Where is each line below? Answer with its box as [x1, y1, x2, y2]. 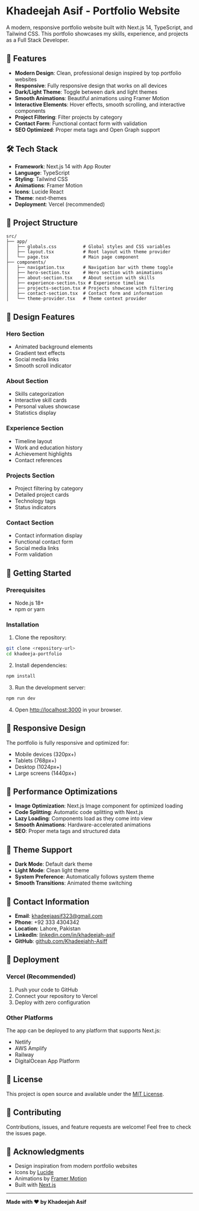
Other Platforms [6, 1013, 53, 1022]
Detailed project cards [14, 491, 69, 498]
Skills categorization [14, 390, 65, 398]
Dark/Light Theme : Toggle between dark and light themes [14, 88, 158, 96]
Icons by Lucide [14, 1169, 54, 1176]
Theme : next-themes [14, 194, 67, 201]
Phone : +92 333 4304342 [14, 918, 80, 926]
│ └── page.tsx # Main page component [6, 254, 139, 260]
